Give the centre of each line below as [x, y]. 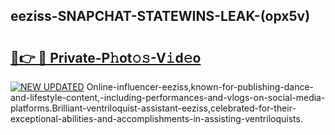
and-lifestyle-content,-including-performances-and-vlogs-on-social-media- [168, 97]
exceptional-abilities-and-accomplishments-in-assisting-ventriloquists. [156, 118]
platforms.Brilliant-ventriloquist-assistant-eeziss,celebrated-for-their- [153, 108]
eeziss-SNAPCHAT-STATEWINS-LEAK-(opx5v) [160, 16]
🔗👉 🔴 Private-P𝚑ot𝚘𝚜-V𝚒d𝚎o [106, 57]
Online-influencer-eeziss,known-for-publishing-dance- [200, 87]
